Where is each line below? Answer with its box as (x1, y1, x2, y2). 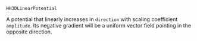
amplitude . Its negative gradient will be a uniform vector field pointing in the (6, 22, 192, 29)
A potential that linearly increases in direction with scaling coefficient (6, 16, 178, 23)
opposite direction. (6, 28, 52, 35)
